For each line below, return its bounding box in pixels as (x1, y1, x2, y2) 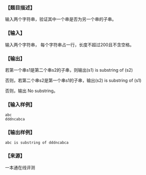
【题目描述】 (5, 4, 36, 11)
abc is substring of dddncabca (5, 140, 69, 145)
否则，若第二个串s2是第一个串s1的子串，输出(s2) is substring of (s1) (5, 77, 142, 83)
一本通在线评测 (5, 164, 35, 170)
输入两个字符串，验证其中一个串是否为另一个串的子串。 (5, 16, 116, 22)
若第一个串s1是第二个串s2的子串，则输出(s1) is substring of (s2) (5, 67, 133, 73)
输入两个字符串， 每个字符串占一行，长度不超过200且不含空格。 (5, 41, 134, 47)
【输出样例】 (5, 129, 36, 136)
